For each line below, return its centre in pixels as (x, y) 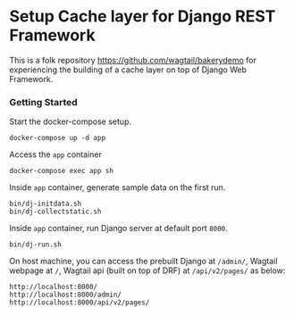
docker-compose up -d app (57, 138)
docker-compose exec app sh (62, 171)
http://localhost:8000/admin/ (66, 295)
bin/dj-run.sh (36, 245)
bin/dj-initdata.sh (46, 204)
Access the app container (56, 154)
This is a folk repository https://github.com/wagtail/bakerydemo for (133, 60)
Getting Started (43, 102)
